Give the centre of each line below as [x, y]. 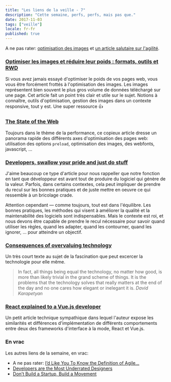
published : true [22, 34]
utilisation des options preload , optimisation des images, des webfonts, [80, 144]
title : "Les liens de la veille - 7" [45, 10]
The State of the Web [32, 122]
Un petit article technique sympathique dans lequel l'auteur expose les [80, 318]
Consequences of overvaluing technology [59, 245]
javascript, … [19, 149]
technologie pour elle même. [35, 262]
